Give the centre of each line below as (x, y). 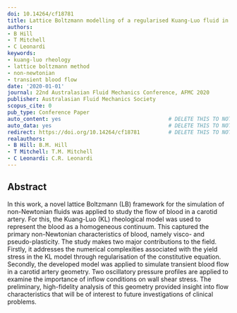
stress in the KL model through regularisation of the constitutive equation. (114, 256)
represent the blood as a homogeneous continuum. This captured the (108, 226)
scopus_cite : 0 (30, 106)
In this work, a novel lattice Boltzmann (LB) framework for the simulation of (116, 204)
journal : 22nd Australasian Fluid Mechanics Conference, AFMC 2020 (109, 93)
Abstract (27, 187)
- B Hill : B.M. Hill (38, 146)
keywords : (22, 54)
